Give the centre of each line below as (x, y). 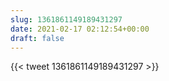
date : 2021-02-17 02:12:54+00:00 (80, 29)
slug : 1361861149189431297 (66, 19)
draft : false (37, 38)
